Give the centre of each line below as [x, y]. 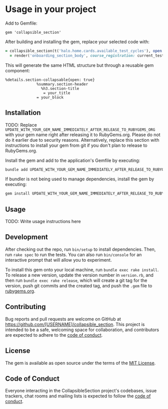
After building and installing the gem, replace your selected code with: [77, 42]
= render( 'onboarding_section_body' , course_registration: [72, 56]
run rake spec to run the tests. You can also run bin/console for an [73, 254]
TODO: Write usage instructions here [43, 222]
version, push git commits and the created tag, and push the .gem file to [79, 285]
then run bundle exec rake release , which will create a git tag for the [76, 280]
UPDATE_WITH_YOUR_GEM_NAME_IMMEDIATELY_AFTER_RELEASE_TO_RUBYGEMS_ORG [80, 130]
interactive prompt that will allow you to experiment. [58, 260]
